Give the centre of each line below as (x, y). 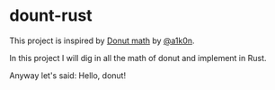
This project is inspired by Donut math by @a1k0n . (102, 40)
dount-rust (51, 16)
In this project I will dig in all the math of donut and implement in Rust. (138, 58)
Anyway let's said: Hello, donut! (68, 75)
